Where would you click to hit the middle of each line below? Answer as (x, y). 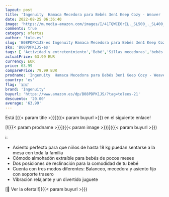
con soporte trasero (33, 174)
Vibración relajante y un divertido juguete (55, 179)
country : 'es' (20, 80)
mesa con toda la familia (38, 153)
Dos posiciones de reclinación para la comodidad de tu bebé (75, 163)
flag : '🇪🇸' (18, 84)
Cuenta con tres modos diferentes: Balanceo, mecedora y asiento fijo (84, 169)
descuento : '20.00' (26, 98)
